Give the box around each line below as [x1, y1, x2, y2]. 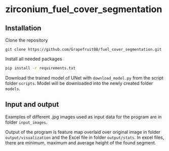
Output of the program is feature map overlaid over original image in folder [5, 129, 161, 135]
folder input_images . [5, 119, 48, 125]
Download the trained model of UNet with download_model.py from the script [5, 74, 163, 81]
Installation [5, 24, 41, 32]
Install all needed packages [5, 56, 62, 62]
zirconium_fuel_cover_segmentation [5, 4, 162, 15]
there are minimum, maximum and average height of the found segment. [5, 139, 156, 145]
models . [5, 85, 20, 92]
